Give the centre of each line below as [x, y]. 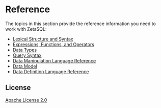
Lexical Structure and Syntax [43, 39]
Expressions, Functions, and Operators [53, 44]
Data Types [25, 50]
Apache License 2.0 [26, 100]
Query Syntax [27, 55]
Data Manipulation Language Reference [54, 60]
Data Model [25, 66]
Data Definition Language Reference [51, 71]
